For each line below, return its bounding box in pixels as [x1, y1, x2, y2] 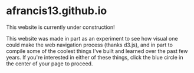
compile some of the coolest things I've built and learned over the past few [6, 47, 188, 54]
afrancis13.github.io [6, 4, 107, 18]
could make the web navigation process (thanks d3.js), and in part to [6, 41, 173, 48]
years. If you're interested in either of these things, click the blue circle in [6, 54, 183, 61]
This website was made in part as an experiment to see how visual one [6, 35, 178, 42]
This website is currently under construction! [6, 24, 115, 31]
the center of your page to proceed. [6, 60, 93, 67]
